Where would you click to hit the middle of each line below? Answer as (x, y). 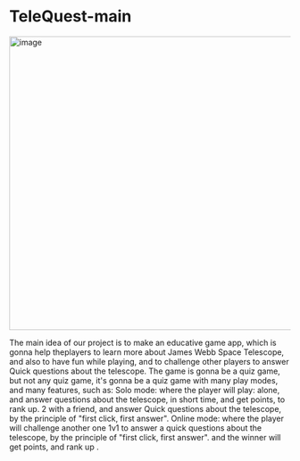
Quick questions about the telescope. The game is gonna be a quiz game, (145, 371)
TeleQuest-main (71, 16)
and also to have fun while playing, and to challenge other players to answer (149, 361)
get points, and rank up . (54, 447)
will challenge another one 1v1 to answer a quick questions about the (135, 428)
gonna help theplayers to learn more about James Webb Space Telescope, (146, 352)
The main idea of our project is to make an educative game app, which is (143, 342)
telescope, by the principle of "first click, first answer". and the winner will (145, 437)
